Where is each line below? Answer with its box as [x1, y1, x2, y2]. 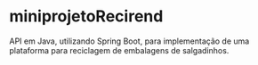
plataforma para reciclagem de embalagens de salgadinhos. [9, 45, 230, 55]
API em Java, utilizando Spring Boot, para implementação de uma [9, 36, 250, 46]
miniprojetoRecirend [9, 6, 164, 27]
